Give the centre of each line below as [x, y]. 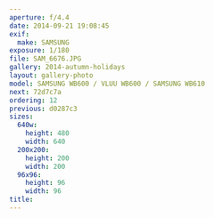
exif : [19, 34]
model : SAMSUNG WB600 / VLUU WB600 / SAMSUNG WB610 [107, 84]
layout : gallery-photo [51, 76]
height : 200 [47, 158]
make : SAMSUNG [43, 42]
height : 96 [45, 183]
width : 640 [45, 141]
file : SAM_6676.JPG [45, 59]
